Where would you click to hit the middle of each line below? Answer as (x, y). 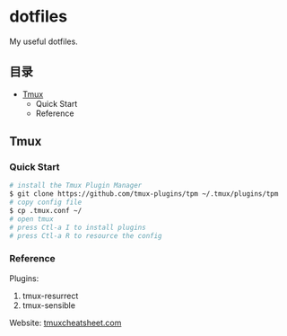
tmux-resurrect (50, 296)
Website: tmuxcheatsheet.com (65, 323)
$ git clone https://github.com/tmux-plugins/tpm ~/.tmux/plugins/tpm (144, 194)
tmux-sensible (49, 305)
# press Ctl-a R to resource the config (86, 235)
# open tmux (31, 219)
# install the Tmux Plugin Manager (76, 186)
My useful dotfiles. (43, 41)
